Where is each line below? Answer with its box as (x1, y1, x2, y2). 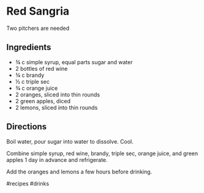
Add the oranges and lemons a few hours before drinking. (6, 168, 153, 175)
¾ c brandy (15, 71, 45, 79)
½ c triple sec (15, 78, 50, 85)
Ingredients (6, 42, 51, 53)
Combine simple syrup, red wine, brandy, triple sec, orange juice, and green (6, 150, 198, 157)
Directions (6, 122, 47, 132)
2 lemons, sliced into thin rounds (15, 104, 98, 111)
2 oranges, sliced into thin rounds (15, 90, 100, 98)
